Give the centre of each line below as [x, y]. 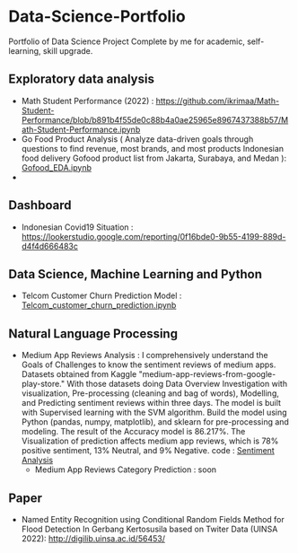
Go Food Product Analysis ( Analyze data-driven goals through [137, 139]
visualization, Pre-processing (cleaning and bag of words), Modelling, [150, 393]
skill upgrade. [68, 50]
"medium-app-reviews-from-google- [207, 374]
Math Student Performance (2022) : [88, 101]
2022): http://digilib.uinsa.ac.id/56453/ [93, 539]
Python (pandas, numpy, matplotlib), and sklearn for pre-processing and [155, 422]
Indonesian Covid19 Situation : [77, 227]
